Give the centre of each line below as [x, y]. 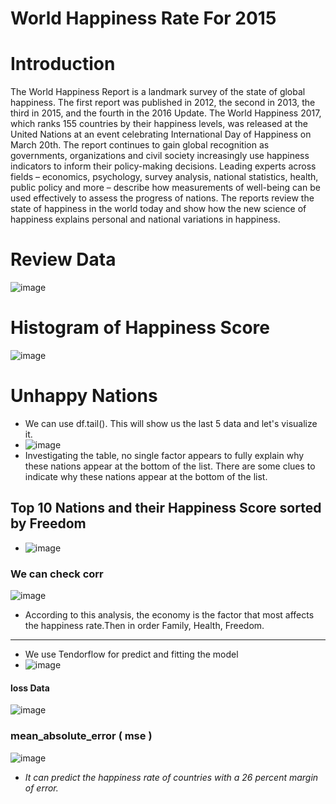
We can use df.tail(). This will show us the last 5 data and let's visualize [171, 423]
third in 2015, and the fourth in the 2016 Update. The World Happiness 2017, [166, 113]
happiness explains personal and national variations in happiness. [145, 219]
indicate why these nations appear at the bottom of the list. [146, 476]
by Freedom [48, 523]
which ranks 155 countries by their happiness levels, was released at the [159, 124]
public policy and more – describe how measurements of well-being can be [165, 188]
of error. [41, 788]
